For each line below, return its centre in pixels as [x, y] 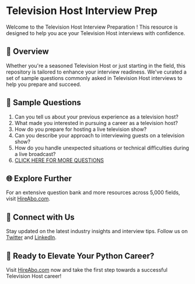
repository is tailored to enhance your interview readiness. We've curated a [96, 72]
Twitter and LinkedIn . [31, 237]
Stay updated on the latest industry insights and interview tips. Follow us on [97, 231]
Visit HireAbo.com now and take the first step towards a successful [87, 270]
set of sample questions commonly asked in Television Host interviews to [94, 78]
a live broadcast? [35, 154]
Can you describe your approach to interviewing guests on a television [100, 135]
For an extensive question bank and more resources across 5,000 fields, [93, 193]
